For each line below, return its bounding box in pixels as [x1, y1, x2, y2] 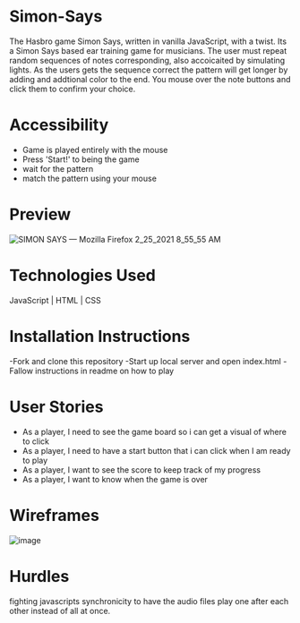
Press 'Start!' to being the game [21, 154, 141, 165]
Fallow [9, 365, 34, 376]
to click [21, 436, 50, 447]
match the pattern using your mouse [21, 173, 157, 183]
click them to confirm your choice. [9, 83, 136, 94]
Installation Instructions [9, 326, 191, 346]
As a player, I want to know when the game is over [21, 474, 209, 484]
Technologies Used [9, 266, 157, 286]
